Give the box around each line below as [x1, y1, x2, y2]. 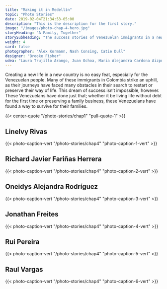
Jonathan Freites [5, 210, 59, 218]
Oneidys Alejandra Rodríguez [5, 182, 98, 191]
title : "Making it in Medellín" [5, 7, 72, 12]
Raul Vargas [5, 265, 43, 274]
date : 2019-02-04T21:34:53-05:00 [5, 16, 75, 21]
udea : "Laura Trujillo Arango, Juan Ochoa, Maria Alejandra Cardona [5, 58, 150, 63]
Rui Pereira [5, 237, 40, 246]
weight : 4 [5, 40, 26, 45]
